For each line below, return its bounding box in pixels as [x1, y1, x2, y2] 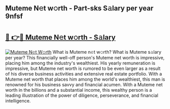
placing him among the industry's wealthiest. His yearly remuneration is [5, 60, 156, 66]
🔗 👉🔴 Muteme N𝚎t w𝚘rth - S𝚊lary [5, 33, 116, 42]
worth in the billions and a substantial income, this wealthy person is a [5, 87, 152, 93]
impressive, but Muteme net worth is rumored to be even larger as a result [5, 65, 161, 71]
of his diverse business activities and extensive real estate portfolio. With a [5, 71, 162, 77]
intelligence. [5, 98, 31, 103]
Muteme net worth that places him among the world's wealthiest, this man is [5, 76, 165, 82]
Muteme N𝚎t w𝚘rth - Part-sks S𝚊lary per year [5, 4, 154, 13]
